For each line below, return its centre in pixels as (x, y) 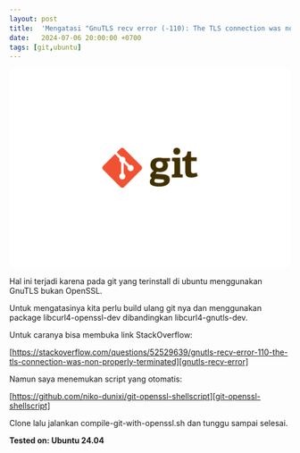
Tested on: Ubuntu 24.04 (57, 440)
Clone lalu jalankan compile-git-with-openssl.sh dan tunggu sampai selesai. (149, 423)
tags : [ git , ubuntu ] (46, 47)
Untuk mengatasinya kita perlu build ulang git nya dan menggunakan (135, 307)
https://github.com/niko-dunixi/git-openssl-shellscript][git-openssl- (136, 396)
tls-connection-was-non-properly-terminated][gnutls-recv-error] (129, 361)
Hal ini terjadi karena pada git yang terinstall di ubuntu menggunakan (136, 281)
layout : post (33, 19)
